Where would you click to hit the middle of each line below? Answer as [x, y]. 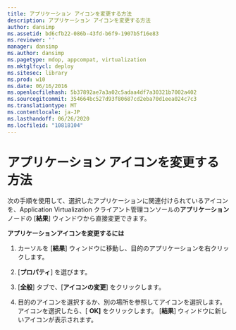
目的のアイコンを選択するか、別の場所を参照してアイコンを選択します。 [122, 302]
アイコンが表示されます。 [60, 320]
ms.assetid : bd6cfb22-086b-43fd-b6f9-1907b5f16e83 [83, 33]
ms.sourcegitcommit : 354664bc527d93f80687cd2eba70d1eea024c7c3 [102, 99]
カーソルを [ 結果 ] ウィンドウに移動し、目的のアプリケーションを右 [114, 248]
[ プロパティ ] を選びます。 [54, 272]
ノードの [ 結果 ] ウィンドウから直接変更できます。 [79, 219]
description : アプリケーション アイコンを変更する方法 [79, 20]
